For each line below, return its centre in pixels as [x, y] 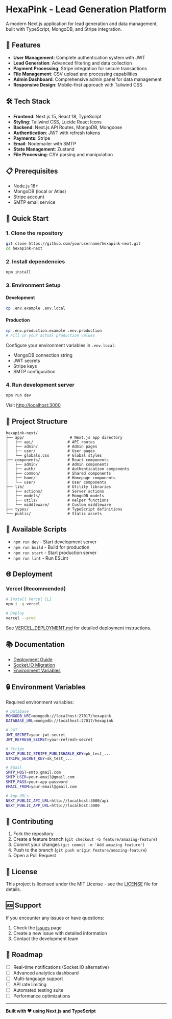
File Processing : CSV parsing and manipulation [63, 154]
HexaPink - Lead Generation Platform [86, 9]
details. [14, 889]
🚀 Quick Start [27, 218]
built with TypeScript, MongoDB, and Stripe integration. [64, 29]
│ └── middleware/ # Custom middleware [58, 505]
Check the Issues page [37, 927]
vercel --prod [21, 618]
